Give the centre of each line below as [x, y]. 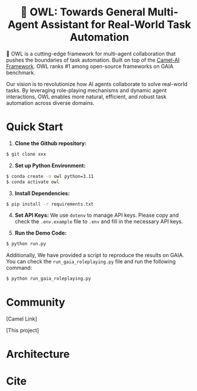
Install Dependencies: [42, 193]
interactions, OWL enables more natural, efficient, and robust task [86, 97]
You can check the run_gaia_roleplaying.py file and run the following [91, 262]
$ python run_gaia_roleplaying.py [49, 279]
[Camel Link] [22, 319]
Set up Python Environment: [50, 165]
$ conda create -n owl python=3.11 [50, 176]
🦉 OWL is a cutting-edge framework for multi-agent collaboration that [91, 53]
